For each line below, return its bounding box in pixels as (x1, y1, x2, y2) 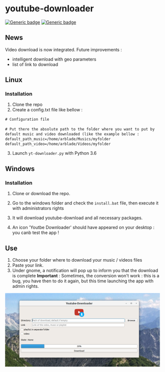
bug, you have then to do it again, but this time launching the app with (12, 278, 154, 284)
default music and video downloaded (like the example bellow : (5, 132, 139, 137)
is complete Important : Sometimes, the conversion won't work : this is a (12, 272, 160, 278)
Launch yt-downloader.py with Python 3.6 (12, 150, 97, 156)
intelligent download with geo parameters (12, 56, 97, 62)
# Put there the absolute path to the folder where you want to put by (5, 127, 155, 132)
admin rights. (12, 283, 39, 289)
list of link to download (12, 61, 58, 67)
